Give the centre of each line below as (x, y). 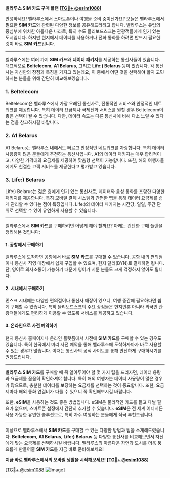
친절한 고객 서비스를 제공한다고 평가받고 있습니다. (67, 166)
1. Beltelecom (22, 91)
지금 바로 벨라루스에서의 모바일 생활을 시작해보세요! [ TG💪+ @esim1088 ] (77, 460)
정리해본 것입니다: (23, 232)
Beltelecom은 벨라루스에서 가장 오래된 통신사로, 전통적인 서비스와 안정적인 (79, 104)
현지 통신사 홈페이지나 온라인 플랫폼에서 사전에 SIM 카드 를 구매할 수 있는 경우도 (83, 338)
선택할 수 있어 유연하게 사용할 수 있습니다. (56, 210)
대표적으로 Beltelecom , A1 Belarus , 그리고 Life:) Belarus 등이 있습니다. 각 (80, 66)
